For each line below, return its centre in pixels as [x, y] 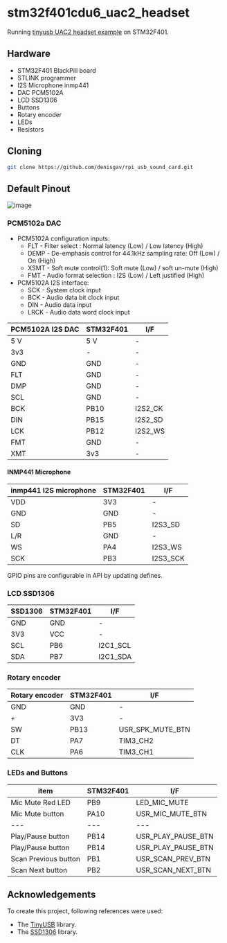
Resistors [30, 129]
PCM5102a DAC [34, 223]
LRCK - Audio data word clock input [79, 312]
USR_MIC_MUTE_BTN [172, 813]
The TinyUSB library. [47, 925]
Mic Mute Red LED [41, 802]
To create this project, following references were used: [85, 911]
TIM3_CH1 [136, 752]
